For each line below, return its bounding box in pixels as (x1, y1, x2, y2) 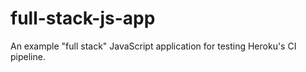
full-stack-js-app (10, 7, 156, 30)
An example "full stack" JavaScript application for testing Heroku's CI (10, 40, 297, 52)
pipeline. (10, 50, 46, 62)
